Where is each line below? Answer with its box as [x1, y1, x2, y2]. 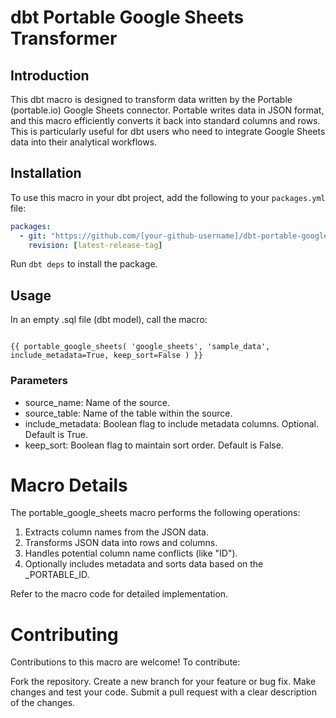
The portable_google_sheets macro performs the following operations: [10, 507, 301, 519]
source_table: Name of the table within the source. [24, 407, 233, 419]
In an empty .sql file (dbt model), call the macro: [10, 314, 208, 326]
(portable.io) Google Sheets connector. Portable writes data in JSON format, [10, 104, 325, 116]
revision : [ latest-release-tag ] [28, 240, 163, 250]
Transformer [10, 27, 118, 50]
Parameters [10, 374, 68, 388]
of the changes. [10, 697, 76, 709]
